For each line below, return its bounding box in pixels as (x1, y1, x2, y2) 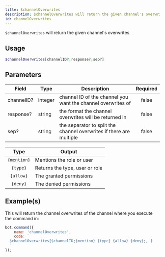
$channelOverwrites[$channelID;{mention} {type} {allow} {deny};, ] (9, 239, 153, 244)
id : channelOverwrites (5, 16, 52, 21)
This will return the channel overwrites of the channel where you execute (5, 210, 153, 216)
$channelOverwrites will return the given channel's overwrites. (5, 30, 131, 36)
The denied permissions (35, 180, 91, 187)
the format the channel (59, 108, 112, 114)
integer (38, 96, 55, 103)
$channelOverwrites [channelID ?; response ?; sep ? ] (5, 57, 105, 62)
